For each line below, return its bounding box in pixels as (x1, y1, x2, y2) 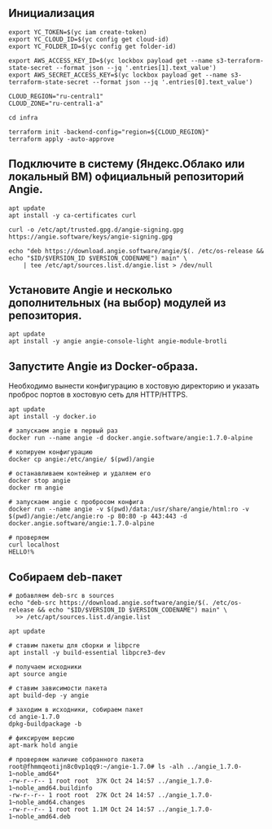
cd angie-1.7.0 (8, 713, 60, 722)
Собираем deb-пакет (8, 570, 123, 584)
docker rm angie (8, 484, 64, 492)
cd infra (8, 113, 38, 121)
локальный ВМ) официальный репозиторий (8, 170, 244, 184)
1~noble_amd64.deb (8, 813, 71, 821)
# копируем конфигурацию (8, 448, 93, 457)
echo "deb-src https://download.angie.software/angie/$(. (8, 599, 209, 607)
